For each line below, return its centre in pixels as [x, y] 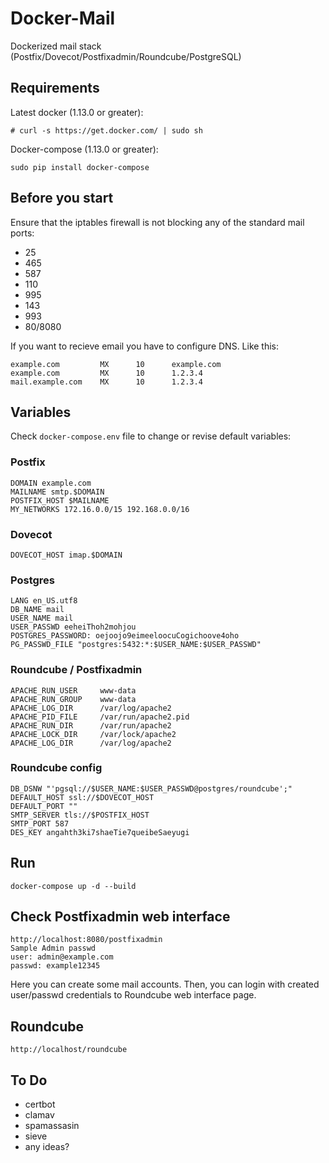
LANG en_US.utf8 [44, 601]
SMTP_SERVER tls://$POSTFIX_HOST [80, 815]
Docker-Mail [63, 18]
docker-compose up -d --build [73, 886]
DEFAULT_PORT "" [44, 806]
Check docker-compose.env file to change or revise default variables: [151, 436]
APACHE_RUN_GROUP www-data [73, 699]
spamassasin [52, 1126]
